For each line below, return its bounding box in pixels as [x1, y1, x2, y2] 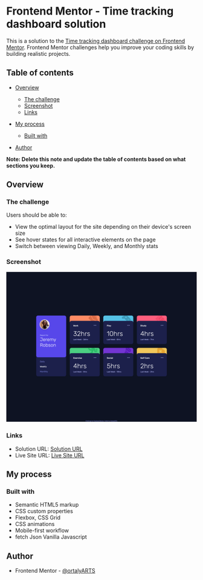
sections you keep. [6, 162, 56, 169]
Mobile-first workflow [14, 527, 69, 534]
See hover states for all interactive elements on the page [14, 236, 156, 243]
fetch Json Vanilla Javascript [14, 533, 88, 541]
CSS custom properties [14, 508, 74, 515]
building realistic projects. [6, 50, 71, 57]
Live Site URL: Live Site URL [14, 451, 85, 459]
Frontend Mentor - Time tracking [6, 4, 174, 18]
